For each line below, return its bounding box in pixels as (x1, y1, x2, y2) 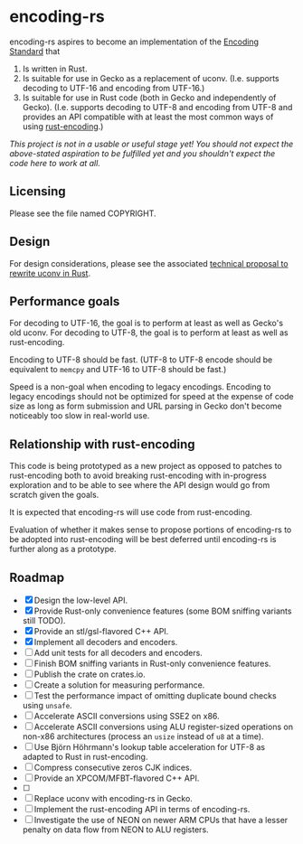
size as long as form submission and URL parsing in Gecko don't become (9, 400, 282, 412)
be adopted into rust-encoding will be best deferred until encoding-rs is (9, 534, 277, 545)
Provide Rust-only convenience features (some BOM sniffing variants (33, 605, 292, 616)
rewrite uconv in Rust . (9, 267, 91, 278)
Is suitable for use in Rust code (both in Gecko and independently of (22, 92, 277, 103)
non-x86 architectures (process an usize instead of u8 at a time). (22, 731, 264, 742)
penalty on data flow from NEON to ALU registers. (22, 824, 210, 835)
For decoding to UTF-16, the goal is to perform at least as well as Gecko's (9, 318, 283, 329)
